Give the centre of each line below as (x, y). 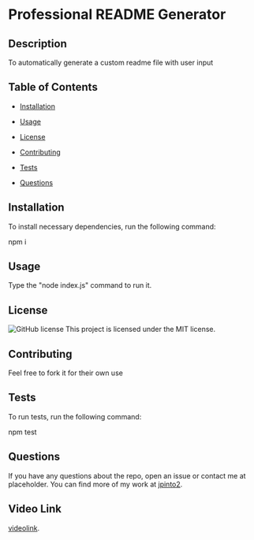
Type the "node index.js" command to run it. (80, 285)
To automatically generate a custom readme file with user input (111, 62)
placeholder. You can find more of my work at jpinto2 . (95, 484)
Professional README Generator (117, 15)
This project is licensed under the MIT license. (141, 330)
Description (37, 44)
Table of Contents (53, 87)
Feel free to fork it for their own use (66, 373)
